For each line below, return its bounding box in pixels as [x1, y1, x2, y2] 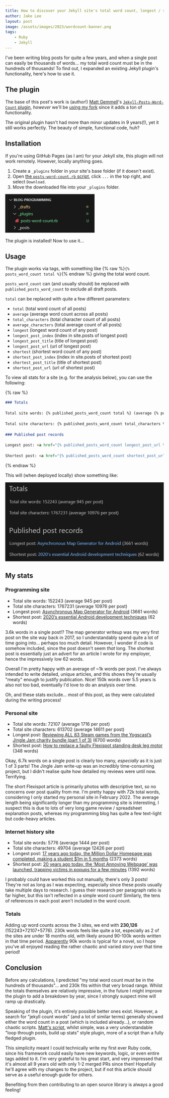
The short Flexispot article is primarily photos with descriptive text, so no [5, 783, 156, 790]
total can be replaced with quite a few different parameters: [5, 296, 131, 302]
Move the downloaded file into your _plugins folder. [12, 184, 120, 190]
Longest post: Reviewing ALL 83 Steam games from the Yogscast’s [12, 732, 152, 738]
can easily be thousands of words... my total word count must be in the [5, 60, 152, 66]
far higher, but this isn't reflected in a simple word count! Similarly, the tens [5, 892, 160, 899]
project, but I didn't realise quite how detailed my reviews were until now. [5, 768, 156, 775]
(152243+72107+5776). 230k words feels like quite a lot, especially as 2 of [5, 927, 159, 933]
